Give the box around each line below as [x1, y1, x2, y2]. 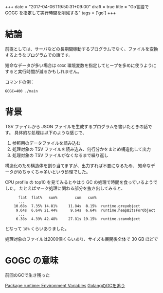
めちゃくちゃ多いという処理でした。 [18, 169, 91, 175]
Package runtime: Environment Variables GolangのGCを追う [5, 282, 126, 288]
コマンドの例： [5, 79, 35, 85]
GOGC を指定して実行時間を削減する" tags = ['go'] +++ [5, 10, 116, 16]
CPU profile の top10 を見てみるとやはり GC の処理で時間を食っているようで [5, 179, 158, 185]
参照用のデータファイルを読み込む [12, 140, 81, 146]
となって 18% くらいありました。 [5, 225, 70, 231]
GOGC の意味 [5, 255, 58, 266]
